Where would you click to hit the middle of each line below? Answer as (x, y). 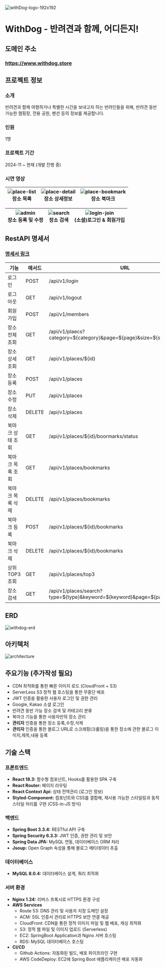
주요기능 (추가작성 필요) (39, 673)
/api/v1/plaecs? (67, 331)
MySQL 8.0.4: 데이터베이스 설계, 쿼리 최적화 (55, 874)
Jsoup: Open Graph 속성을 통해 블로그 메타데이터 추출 (65, 848)
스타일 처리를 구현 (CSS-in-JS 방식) (47, 804)
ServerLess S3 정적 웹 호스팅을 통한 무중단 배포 (58, 692)
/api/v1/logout (65, 297)
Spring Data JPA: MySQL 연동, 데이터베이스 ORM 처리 (66, 842)
